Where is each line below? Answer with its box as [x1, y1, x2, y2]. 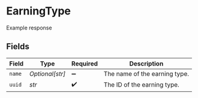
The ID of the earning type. [103, 81, 180, 89]
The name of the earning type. [103, 69, 190, 78]
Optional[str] [29, 69, 66, 78]
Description [129, 59, 164, 67]
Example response [6, 24, 52, 31]
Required [71, 59, 98, 67]
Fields [6, 41, 30, 52]
